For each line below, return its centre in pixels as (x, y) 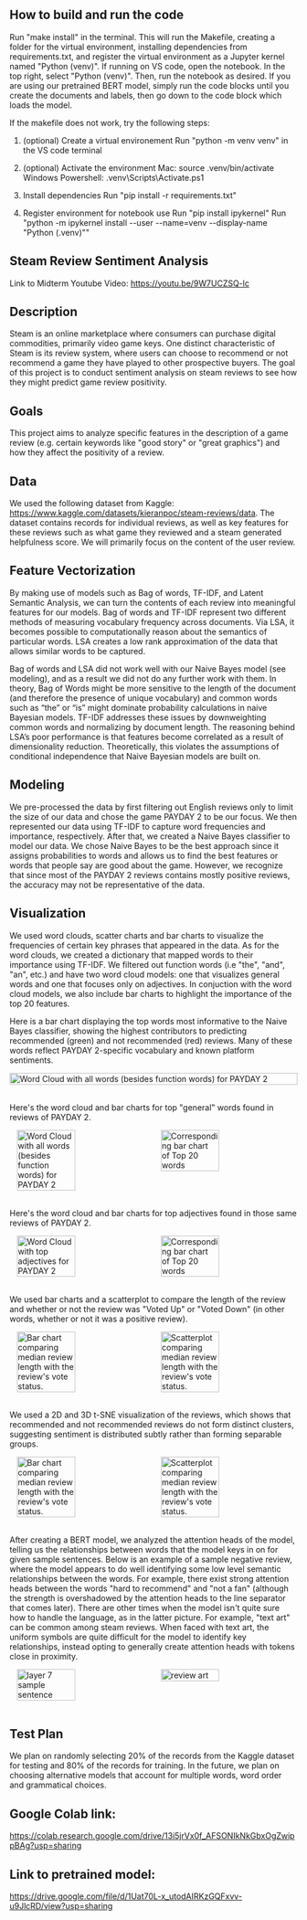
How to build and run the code (97, 15)
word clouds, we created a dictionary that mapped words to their (132, 955)
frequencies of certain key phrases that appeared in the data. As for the (144, 945)
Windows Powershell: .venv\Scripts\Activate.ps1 (113, 177)
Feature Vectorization (73, 571)
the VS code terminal (62, 150)
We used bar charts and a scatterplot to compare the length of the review (148, 1299)
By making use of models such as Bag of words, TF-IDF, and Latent (137, 592)
